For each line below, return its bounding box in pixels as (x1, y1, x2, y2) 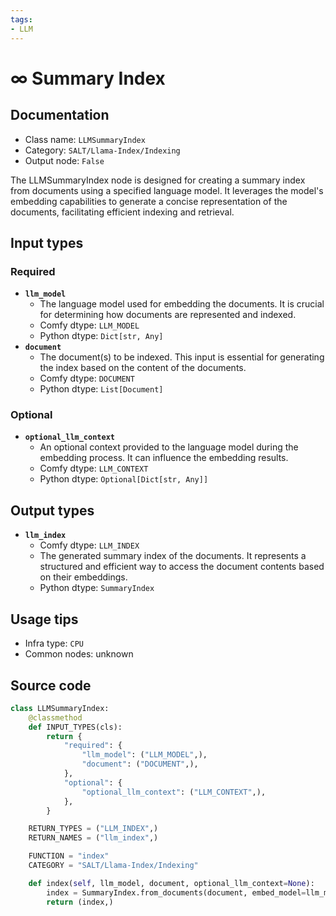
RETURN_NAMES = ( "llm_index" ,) (28, 833, 159, 843)
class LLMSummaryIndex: (10, 703, 110, 713)
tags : (10, 14, 33, 25)
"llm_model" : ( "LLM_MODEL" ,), (81, 750, 208, 760)
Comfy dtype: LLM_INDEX (39, 539, 140, 551)
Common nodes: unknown (24, 648, 134, 660)
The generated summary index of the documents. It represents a (39, 550, 307, 562)
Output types (10, 502, 95, 519)
